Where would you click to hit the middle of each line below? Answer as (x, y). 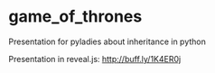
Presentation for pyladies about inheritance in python (107, 41)
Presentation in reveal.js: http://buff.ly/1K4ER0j (95, 59)
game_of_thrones (75, 17)
